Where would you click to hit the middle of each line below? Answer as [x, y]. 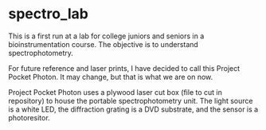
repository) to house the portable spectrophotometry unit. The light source [131, 100]
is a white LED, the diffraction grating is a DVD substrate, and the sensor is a [133, 109]
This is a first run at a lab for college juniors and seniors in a [106, 36]
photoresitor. [29, 117]
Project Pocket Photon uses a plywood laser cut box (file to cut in [115, 92]
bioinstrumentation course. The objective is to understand [104, 44]
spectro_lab [49, 14]
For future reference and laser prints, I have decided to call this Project [124, 68]
